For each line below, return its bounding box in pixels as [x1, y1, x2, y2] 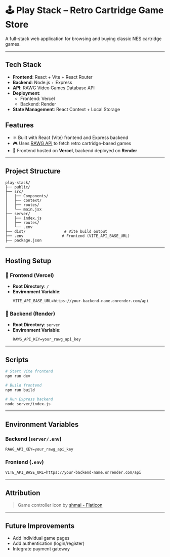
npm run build [5, 387, 35, 393]
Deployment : [12, 90, 40, 96]
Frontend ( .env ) [5, 459, 44, 466]
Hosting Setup [5, 256, 52, 265]
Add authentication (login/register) [12, 540, 85, 546]
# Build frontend [5, 382, 42, 388]
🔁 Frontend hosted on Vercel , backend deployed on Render [12, 147, 138, 153]
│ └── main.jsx [5, 207, 42, 212]
